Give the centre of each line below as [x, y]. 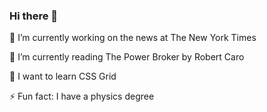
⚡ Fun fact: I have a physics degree [82, 96]
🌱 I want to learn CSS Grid [63, 76]
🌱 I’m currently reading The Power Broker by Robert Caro [127, 57]
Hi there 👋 [34, 16]
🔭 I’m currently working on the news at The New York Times [133, 38]
